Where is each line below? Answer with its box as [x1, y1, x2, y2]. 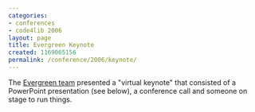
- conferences [8, 19, 56, 27]
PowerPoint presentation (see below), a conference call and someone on [8, 86, 248, 95]
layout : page [8, 33, 52, 42]
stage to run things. [8, 95, 73, 104]
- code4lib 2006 [8, 26, 62, 34]
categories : [8, 11, 48, 20]
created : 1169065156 [8, 48, 77, 56]
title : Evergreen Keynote [8, 41, 94, 49]
